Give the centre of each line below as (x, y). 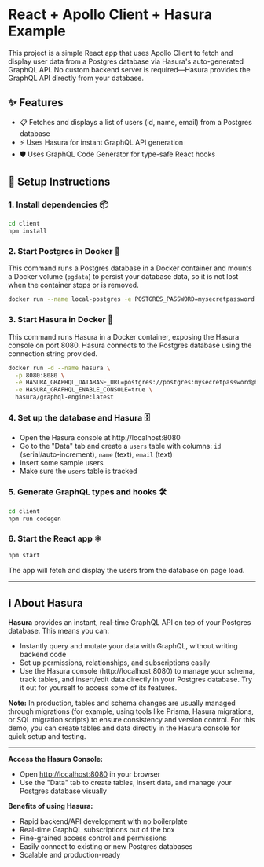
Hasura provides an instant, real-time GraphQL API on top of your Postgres (130, 623)
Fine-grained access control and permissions (93, 838)
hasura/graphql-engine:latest (64, 397)
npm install (27, 231)
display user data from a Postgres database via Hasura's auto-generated (126, 61)
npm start (24, 555)
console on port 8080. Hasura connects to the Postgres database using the (130, 345)
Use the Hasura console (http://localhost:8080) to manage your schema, (137, 671)
